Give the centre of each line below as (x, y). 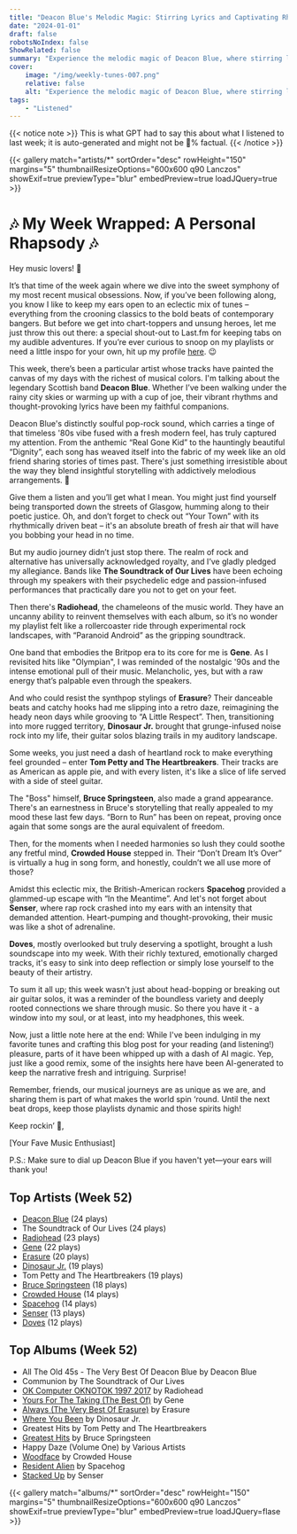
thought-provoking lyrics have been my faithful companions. (119, 407)
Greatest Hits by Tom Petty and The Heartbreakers (114, 1428)
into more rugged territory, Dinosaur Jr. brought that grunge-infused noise (145, 726)
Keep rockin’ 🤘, (37, 1126)
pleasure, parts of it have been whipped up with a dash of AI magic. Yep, (141, 1054)
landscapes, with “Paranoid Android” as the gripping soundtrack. (127, 636)
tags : (19, 100)
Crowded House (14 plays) (70, 1294)
